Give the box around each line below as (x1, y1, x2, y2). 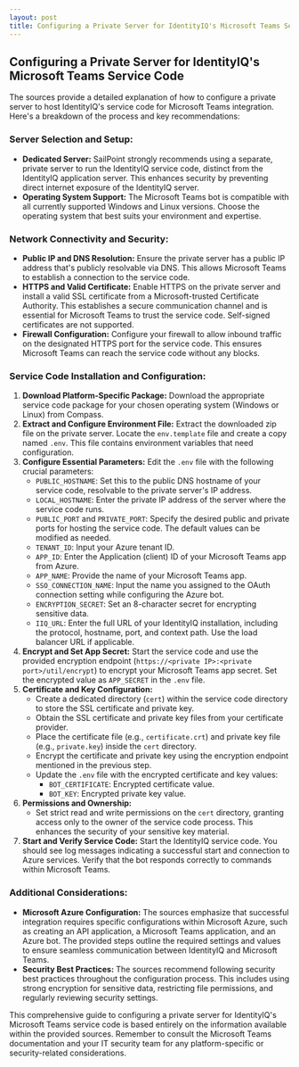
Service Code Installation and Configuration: (9, 369, 206, 382)
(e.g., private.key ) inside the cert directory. (35, 741, 198, 752)
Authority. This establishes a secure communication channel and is (21, 300, 269, 310)
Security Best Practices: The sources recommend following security (21, 964, 276, 974)
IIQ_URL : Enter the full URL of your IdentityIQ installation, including (35, 617, 279, 629)
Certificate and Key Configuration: (21, 684, 153, 695)
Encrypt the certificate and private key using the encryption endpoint (35, 750, 289, 761)
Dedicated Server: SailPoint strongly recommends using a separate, (21, 153, 273, 164)
